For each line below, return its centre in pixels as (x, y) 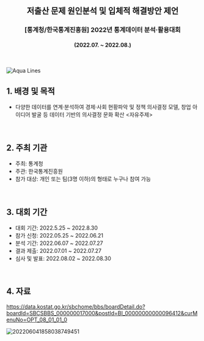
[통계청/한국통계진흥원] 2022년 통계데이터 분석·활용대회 (103, 30)
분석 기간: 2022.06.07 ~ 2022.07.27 (59, 243)
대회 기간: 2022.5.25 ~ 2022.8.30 (56, 228)
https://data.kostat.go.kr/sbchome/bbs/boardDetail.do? (76, 306)
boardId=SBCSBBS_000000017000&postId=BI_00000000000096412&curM (102, 313)
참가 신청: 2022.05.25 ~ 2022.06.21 (59, 235)
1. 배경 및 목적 (31, 91)
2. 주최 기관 (27, 148)
